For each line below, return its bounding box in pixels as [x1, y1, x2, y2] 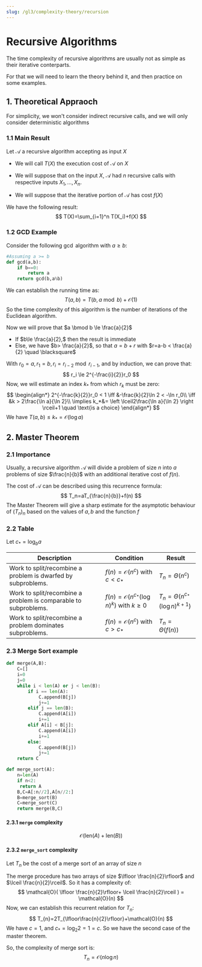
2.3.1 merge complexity [6, 818, 63, 826]
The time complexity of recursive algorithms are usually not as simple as [6, 55, 186, 62]
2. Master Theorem [6, 432, 79, 443]
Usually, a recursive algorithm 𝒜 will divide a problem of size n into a [6, 464, 177, 471]
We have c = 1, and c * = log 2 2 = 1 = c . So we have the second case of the [6, 925, 191, 933]
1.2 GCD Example [6, 228, 58, 237]
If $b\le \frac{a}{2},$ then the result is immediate [14, 335, 136, 343]
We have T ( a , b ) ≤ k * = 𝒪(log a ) [6, 413, 84, 422]
